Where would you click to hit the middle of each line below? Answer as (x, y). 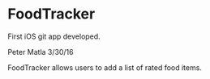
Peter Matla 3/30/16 (41, 52)
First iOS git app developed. (54, 36)
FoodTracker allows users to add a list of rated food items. (105, 67)
